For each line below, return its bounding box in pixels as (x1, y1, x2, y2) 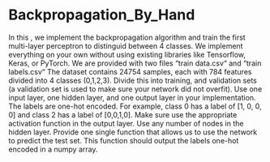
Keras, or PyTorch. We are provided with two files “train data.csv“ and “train (8, 58, 262, 68)
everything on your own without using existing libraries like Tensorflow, (8, 49, 246, 59)
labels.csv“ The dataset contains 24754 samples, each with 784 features (8, 66, 252, 76)
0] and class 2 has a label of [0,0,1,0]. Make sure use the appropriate (8, 109, 238, 119)
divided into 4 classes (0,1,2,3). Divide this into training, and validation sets (8, 75, 257, 85)
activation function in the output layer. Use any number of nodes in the (8, 118, 244, 128)
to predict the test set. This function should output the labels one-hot (8, 135, 239, 145)
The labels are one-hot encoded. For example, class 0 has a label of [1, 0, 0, (8, 101, 262, 111)
